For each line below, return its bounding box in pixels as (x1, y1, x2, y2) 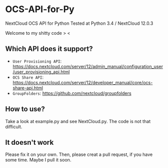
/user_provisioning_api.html (12, 69, 70, 75)
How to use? (5, 105, 45, 114)
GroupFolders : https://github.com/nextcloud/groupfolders (12, 90, 132, 96)
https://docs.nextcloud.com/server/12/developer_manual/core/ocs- (12, 79, 153, 85)
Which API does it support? (5, 44, 93, 53)
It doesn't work (5, 138, 54, 147)
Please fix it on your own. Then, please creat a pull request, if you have (5, 151, 153, 157)
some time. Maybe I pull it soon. (5, 157, 72, 163)
